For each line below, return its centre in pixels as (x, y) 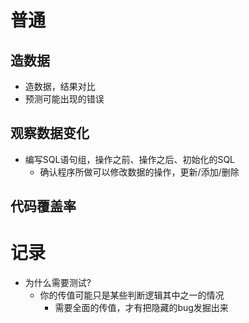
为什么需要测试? (58, 283)
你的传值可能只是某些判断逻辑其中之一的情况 (132, 295)
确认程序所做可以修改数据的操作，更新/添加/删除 (139, 172)
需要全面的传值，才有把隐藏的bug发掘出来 (141, 308)
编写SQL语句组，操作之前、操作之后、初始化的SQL (130, 159)
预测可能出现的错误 (64, 99)
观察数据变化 (50, 133)
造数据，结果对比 (60, 86)
